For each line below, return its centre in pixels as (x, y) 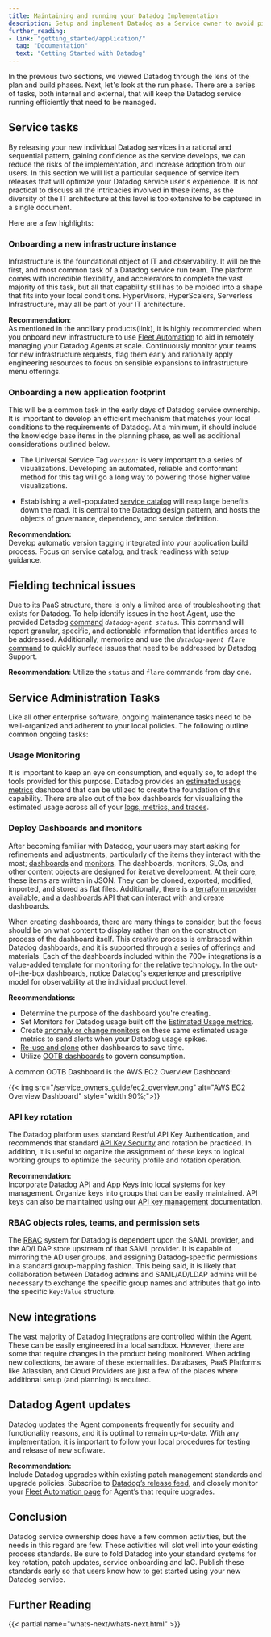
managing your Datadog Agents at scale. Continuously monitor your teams (132, 346)
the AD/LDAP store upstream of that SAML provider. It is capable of (120, 1249)
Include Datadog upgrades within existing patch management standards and (135, 1474)
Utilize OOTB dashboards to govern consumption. (102, 1056)
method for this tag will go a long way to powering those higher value (135, 477)
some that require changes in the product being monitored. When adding (129, 1354)
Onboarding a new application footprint (87, 393)
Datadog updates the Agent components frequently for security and (121, 1424)
